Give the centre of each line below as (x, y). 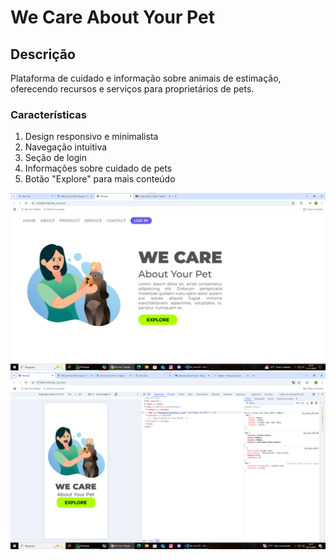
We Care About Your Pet (112, 17)
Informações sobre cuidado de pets (98, 168)
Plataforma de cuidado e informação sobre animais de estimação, (146, 78)
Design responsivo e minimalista (91, 137)
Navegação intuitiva (66, 147)
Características (48, 114)
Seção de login (55, 158)
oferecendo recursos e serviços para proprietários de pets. (132, 89)
